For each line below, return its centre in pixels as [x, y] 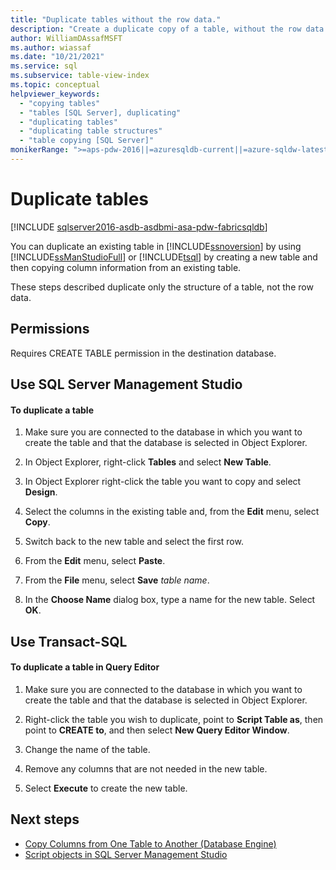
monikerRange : [40, 150]
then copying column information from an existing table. [126, 267]
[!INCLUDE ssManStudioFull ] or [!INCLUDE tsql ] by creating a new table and [164, 257]
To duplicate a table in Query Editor [85, 667]
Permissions [50, 329]
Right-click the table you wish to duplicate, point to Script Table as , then [174, 719]
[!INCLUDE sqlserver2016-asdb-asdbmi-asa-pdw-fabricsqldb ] [139, 227]
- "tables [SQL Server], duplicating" [100, 112]
